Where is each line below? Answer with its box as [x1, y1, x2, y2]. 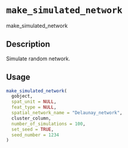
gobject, [11, 94, 33, 99]
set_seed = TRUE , [11, 126, 54, 132]
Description [6, 39, 50, 49]
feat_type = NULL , [11, 104, 57, 111]
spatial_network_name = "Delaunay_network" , [11, 110, 123, 116]
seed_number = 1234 [11, 132, 60, 138]
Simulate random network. [6, 55, 71, 62]
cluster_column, [11, 115, 51, 121]
